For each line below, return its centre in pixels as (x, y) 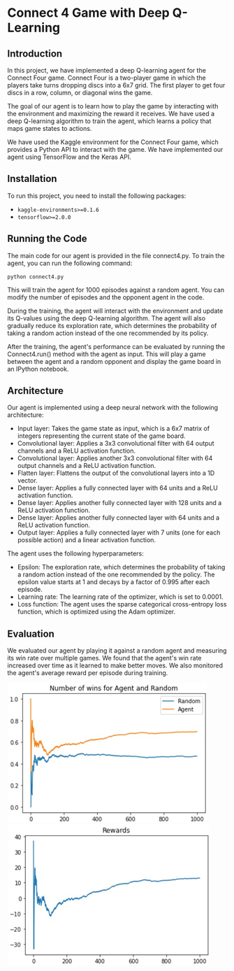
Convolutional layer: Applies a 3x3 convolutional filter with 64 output (116, 444)
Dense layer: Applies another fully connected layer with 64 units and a (118, 518)
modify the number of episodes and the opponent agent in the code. (106, 297)
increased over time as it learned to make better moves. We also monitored (115, 665)
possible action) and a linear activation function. (86, 540)
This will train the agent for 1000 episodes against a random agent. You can (116, 290)
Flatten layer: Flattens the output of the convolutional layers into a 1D (116, 473)
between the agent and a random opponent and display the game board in (114, 361)
